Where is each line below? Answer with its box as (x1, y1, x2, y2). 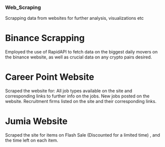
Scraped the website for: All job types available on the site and (5, 88, 132, 94)
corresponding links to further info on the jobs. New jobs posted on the (5, 93, 150, 99)
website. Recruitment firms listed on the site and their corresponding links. (5, 98, 157, 104)
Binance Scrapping (5, 33, 85, 44)
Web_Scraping (5, 4, 41, 11)
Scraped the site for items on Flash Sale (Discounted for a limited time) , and (5, 132, 161, 138)
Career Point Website (5, 71, 94, 83)
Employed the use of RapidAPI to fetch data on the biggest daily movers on (5, 49, 158, 55)
